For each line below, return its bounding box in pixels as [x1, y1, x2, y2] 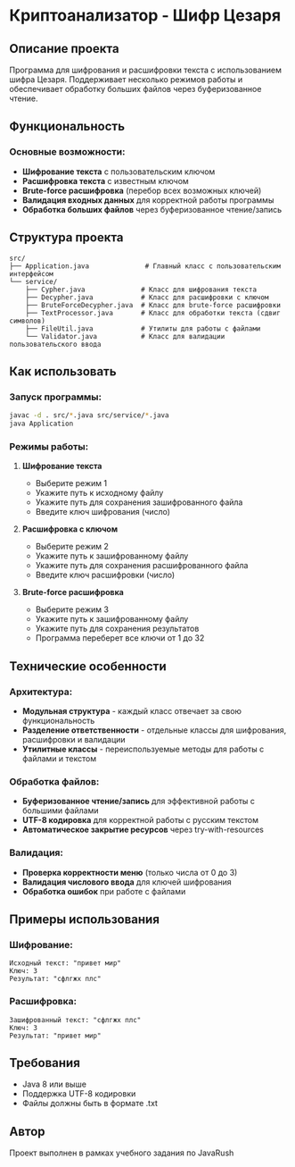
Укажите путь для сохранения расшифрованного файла [35, 560, 249, 571]
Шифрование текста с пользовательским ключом [21, 166, 216, 177]
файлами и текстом [21, 752, 97, 764]
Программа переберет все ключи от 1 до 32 [35, 633, 205, 643]
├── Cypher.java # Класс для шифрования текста [25, 285, 257, 294]
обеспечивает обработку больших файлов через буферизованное [9, 84, 262, 94]
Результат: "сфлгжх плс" [9, 975, 102, 984]
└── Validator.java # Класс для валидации [25, 332, 225, 340]
